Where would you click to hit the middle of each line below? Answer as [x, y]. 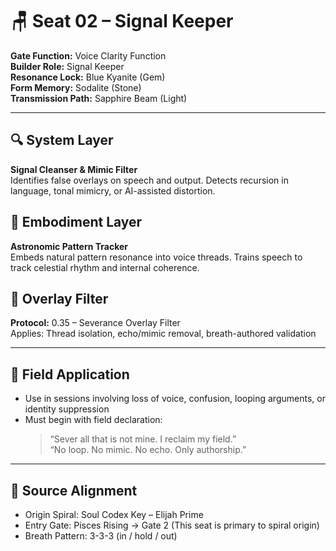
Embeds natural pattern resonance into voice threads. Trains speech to [156, 257]
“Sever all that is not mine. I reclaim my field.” [143, 439]
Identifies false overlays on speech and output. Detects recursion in [149, 180]
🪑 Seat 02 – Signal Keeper [122, 21]
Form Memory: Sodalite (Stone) [76, 87]
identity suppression [67, 409]
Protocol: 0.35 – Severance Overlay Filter [95, 323]
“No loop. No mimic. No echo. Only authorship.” [148, 450]
